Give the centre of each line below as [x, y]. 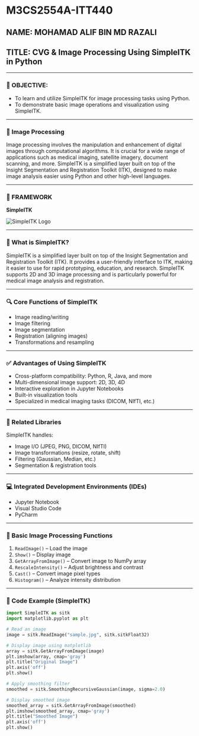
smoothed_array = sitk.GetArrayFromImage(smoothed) [71, 705]
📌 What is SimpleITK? [38, 243]
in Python [24, 61]
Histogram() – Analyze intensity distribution [68, 580]
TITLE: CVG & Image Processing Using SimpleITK [98, 52]
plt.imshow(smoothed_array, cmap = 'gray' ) [58, 711]
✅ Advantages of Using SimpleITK [56, 363]
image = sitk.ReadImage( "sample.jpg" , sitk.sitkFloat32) [78, 635]
